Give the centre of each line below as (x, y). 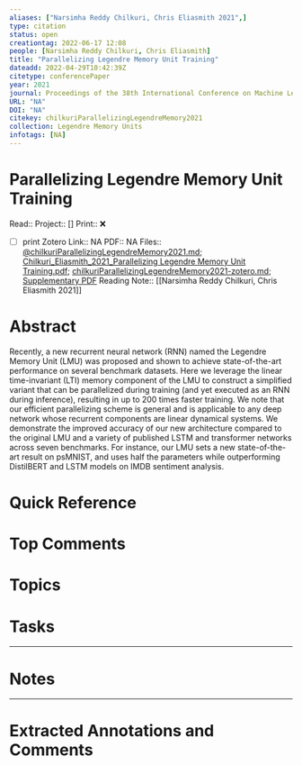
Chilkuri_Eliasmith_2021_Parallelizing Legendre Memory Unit (134, 261)
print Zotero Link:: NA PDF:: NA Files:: (92, 241)
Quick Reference (73, 503)
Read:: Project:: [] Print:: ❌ (58, 223)
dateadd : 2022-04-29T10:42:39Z (68, 68)
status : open (34, 34)
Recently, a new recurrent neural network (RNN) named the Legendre (138, 351)
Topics (35, 585)
